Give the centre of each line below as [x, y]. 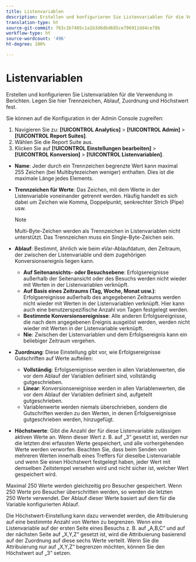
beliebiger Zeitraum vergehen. [60, 341]
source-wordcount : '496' [36, 39]
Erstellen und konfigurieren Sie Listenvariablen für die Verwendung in [90, 94]
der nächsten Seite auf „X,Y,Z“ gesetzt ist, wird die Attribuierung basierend [96, 534]
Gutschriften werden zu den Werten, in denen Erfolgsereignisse [99, 413]
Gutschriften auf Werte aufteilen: [54, 358]
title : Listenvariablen [35, 11]
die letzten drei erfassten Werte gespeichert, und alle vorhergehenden [99, 443]
